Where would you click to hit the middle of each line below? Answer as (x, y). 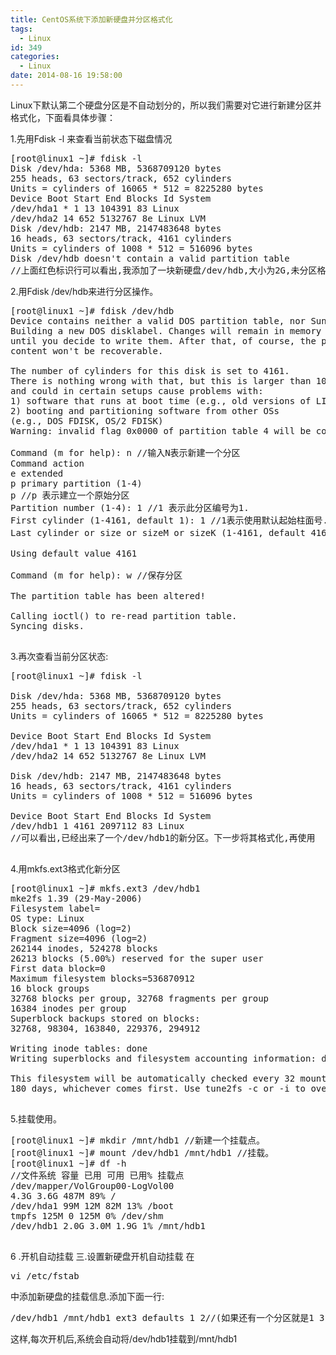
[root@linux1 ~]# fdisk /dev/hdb (92, 310)
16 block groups (50, 988)
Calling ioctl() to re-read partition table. (124, 615)
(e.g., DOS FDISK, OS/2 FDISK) (87, 420)
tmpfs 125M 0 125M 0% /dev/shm (87, 1215)
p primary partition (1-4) (76, 483)
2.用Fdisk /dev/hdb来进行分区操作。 (84, 291)
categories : (35, 57)
